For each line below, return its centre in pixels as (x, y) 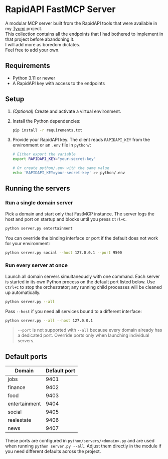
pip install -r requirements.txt (47, 130)
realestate (20, 420)
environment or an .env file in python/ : (52, 145)
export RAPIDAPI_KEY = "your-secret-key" (54, 159)
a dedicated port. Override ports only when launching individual (83, 335)
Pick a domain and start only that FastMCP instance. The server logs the (80, 214)
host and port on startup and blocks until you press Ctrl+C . (66, 219)
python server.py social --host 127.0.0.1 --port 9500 (64, 253)
